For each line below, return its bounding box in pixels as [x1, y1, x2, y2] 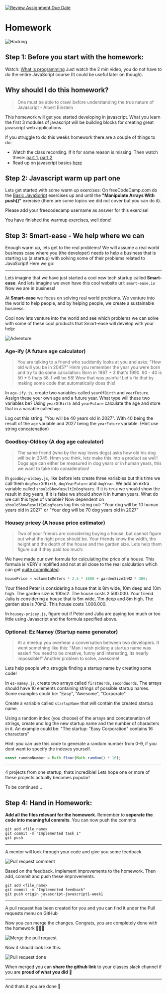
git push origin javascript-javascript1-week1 [5, 892, 103, 897]
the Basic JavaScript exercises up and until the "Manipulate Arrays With [5, 192, 155, 198]
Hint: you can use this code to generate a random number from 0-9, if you [5, 741, 157, 747]
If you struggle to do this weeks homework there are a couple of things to [5, 134, 156, 140]
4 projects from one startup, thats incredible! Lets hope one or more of [5, 769, 150, 775]
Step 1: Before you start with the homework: [5, 53, 144, 62]
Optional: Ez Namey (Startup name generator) [5, 628, 118, 635]
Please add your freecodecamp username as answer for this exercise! [5, 207, 149, 213]
